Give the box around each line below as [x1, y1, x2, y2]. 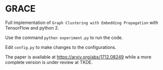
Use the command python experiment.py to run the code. [5, 34, 123, 40]
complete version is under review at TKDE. [5, 59, 93, 65]
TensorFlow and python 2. [5, 24, 59, 30]
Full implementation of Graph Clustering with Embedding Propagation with [5, 19, 158, 25]
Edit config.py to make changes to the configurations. [5, 44, 116, 50]
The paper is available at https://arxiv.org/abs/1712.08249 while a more [5, 53, 151, 60]
